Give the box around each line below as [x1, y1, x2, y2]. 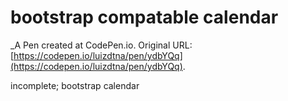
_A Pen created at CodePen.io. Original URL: [10, 39, 193, 51]
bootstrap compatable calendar [10, 6, 279, 29]
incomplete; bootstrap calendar [10, 79, 140, 91]
